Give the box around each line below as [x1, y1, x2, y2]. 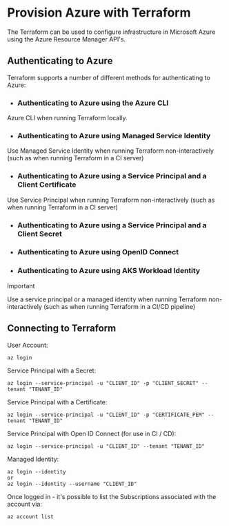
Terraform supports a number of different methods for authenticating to [7, 73, 210, 82]
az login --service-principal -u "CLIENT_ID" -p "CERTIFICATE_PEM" [7, 411, 206, 418]
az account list [7, 513, 54, 520]
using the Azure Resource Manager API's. [7, 35, 126, 43]
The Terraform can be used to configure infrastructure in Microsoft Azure [7, 28, 216, 36]
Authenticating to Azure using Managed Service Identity [17, 131, 211, 140]
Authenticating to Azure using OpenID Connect [17, 247, 179, 257]
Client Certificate [17, 180, 77, 189]
